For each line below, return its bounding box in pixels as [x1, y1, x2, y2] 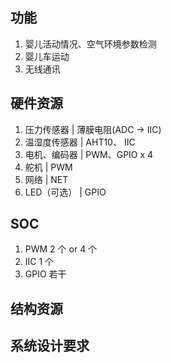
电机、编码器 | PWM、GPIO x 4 [24, 148, 154, 160]
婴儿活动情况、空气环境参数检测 [24, 38, 157, 50]
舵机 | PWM [24, 161, 73, 173]
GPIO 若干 [24, 268, 67, 280]
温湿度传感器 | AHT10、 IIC [24, 136, 136, 148]
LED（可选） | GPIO [24, 186, 107, 198]
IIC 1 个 [24, 256, 55, 268]
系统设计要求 [10, 338, 90, 355]
